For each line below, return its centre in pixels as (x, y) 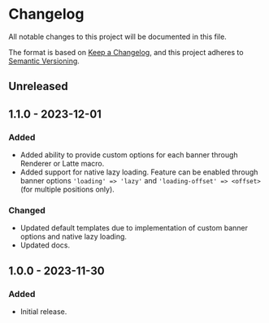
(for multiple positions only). (67, 189)
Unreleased (39, 86)
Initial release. (43, 312)
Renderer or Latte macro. (62, 164)
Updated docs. (45, 245)
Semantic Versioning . (44, 61)
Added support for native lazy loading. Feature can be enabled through (139, 172)
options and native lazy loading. (74, 237)
